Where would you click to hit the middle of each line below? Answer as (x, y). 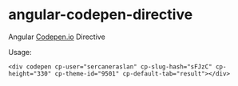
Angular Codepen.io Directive (57, 37)
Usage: (20, 52)
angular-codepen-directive (101, 15)
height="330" (30, 73)
